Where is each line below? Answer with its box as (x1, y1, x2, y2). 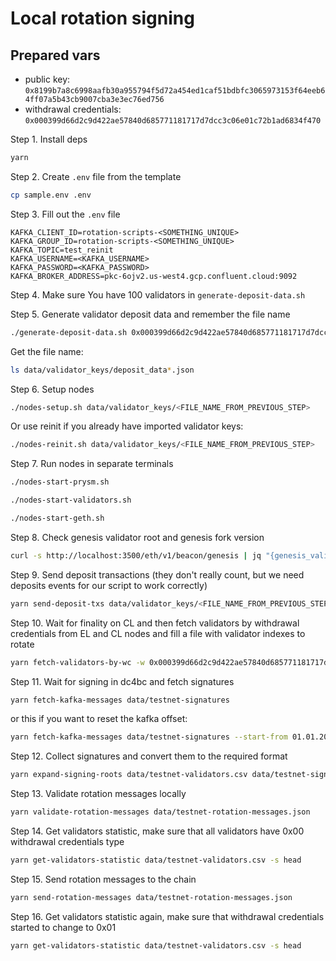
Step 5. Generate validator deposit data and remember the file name (10, 308, 291, 320)
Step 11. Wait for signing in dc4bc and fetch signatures (10, 675, 235, 687)
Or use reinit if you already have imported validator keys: (10, 420, 244, 432)
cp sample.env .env (10, 190, 92, 200)
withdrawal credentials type (10, 836, 125, 847)
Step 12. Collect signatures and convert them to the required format (10, 750, 288, 762)
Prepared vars (10, 47, 101, 64)
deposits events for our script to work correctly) (10, 579, 208, 591)
